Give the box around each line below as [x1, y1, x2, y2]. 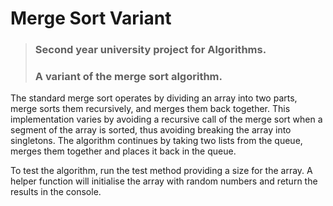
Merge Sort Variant [10, 7, 172, 30]
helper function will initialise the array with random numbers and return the [10, 175, 318, 187]
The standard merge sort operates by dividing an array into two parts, [10, 92, 298, 104]
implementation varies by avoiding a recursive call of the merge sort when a [10, 113, 323, 126]
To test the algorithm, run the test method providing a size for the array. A [10, 165, 313, 177]
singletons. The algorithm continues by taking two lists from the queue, [10, 135, 303, 147]
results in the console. [10, 186, 102, 198]
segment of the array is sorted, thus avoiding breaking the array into [10, 124, 292, 136]
